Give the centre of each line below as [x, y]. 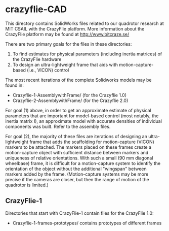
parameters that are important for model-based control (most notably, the [82, 116]
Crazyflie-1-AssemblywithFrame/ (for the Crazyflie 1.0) [70, 95]
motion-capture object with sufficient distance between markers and [77, 152]
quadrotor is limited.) [27, 185]
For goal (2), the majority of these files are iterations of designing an [76, 136]
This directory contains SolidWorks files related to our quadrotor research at [85, 23]
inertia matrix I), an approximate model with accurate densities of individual [83, 121]
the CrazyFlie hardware [37, 59]
